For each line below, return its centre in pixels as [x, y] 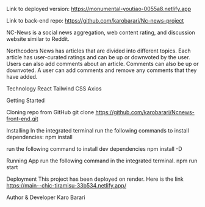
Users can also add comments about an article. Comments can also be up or [103, 64]
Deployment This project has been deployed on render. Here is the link [95, 179]
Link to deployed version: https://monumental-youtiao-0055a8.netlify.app [99, 9]
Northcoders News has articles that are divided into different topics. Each [99, 51]
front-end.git [22, 119]
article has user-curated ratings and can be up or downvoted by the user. [98, 57]
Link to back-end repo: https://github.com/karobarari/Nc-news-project [95, 20]
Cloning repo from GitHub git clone [50, 112]
